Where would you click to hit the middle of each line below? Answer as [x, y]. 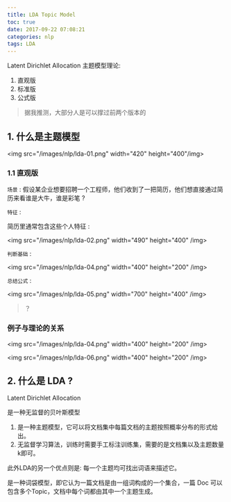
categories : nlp [31, 37]
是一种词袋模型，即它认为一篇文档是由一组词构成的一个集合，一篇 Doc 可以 [115, 483]
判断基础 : [19, 254]
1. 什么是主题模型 [44, 137]
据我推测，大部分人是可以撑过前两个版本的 [85, 113]
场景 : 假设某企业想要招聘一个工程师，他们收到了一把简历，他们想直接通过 [112, 189]
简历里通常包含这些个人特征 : [49, 227]
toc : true [22, 22]
